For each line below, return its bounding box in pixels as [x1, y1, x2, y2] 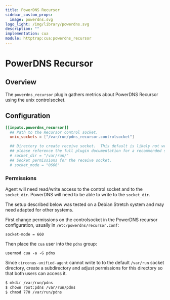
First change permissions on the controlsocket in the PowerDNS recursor [5, 217, 158, 223]
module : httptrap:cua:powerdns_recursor [5, 36, 92, 41]
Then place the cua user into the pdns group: [5, 241, 97, 247]
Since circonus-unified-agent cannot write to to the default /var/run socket [5, 259, 164, 265]
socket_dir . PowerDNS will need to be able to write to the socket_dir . [5, 191, 150, 197]
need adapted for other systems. [5, 206, 74, 213]
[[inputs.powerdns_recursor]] [5, 125, 69, 130]
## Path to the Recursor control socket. [10, 130, 99, 135]
